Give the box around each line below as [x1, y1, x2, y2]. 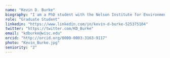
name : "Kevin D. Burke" [5, 7, 56, 13]
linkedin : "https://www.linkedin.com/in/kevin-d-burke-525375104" [5, 21, 148, 27]
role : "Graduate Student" [5, 17, 60, 22]
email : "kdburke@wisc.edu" [5, 31, 62, 36]
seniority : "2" [5, 45, 37, 50]
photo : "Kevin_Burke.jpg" [5, 40, 60, 45]
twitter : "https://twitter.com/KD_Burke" [5, 26, 94, 31]
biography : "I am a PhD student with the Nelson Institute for [5, 12, 142, 17]
